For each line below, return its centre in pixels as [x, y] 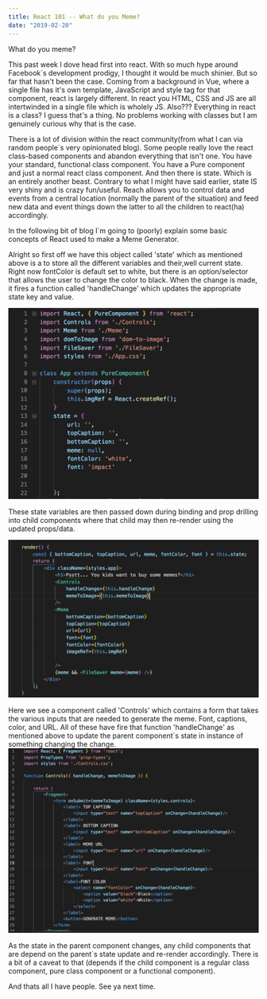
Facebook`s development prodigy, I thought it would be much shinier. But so [133, 72]
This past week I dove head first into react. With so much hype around [123, 64]
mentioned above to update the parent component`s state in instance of [126, 736]
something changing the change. [62, 744]
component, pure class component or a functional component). [112, 971]
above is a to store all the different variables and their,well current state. [126, 263]
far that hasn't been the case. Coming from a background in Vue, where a [129, 81]
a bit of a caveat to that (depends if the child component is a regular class [129, 962]
